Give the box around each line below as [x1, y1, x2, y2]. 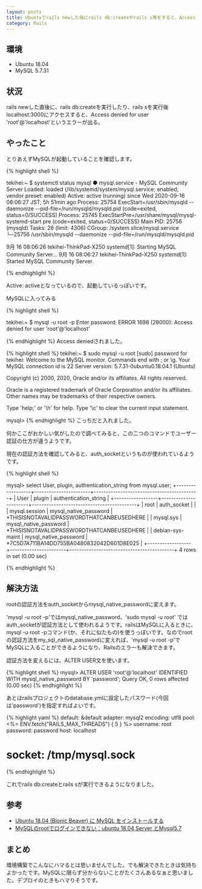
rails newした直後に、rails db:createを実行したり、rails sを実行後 [6, 104, 169, 110]
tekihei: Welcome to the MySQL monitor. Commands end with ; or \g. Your [6, 356, 191, 363]
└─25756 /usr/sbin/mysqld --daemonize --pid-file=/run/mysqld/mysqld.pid [6, 230, 195, 238]
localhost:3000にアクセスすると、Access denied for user [6, 111, 149, 118]
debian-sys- [153, 526, 184, 534]
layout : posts [6, 8, 42, 15]
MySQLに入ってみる [6, 295, 56, 302]
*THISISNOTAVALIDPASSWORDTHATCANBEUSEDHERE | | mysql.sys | [6, 514, 182, 521]
